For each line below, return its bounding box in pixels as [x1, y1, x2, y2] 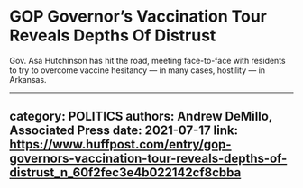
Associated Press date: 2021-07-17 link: [9, 123, 239, 139]
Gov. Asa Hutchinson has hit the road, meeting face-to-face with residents [9, 55, 286, 66]
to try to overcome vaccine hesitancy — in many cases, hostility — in [9, 65, 266, 76]
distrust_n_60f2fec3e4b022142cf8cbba [9, 165, 242, 181]
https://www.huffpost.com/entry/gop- [9, 137, 232, 152]
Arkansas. [9, 74, 47, 85]
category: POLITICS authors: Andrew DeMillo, [9, 109, 273, 124]
